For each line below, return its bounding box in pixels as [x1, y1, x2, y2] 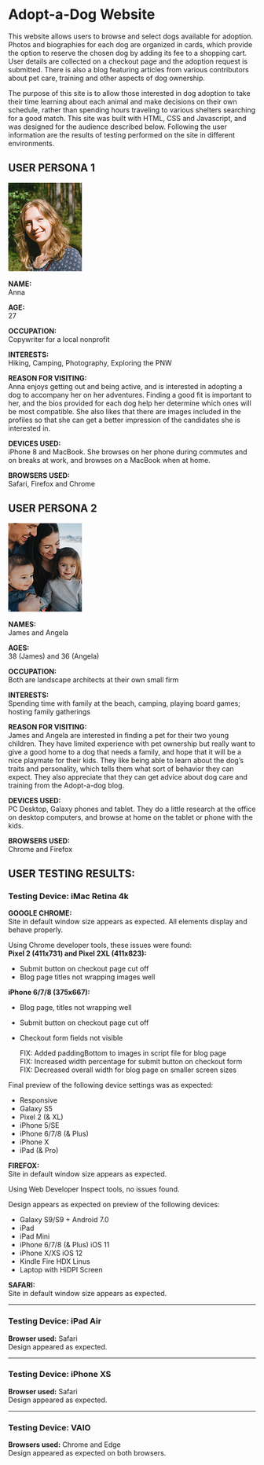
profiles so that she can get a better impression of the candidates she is [8, 415, 241, 424]
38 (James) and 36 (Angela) [8, 651, 100, 661]
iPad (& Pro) [19, 1146, 59, 1155]
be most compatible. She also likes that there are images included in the [8, 406, 241, 416]
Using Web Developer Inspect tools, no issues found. [8, 1184, 180, 1194]
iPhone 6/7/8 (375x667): [8, 988, 90, 997]
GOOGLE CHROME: [8, 909, 72, 918]
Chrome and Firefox [8, 844, 73, 854]
